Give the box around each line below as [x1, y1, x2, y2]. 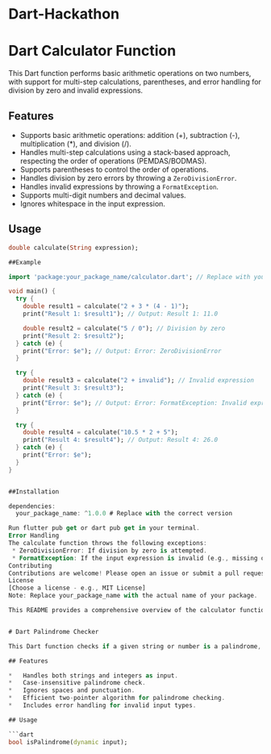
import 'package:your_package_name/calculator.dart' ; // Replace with [8, 273, 251, 281]
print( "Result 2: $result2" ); [23, 331, 125, 340]
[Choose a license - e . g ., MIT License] [8, 584, 147, 593]
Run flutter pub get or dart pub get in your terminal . [8, 524, 200, 532]
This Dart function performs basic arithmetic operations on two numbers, [8, 69, 252, 78]
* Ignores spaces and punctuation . [8, 686, 135, 694]
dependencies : [8, 502, 56, 510]
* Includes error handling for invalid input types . [8, 702, 197, 710]
